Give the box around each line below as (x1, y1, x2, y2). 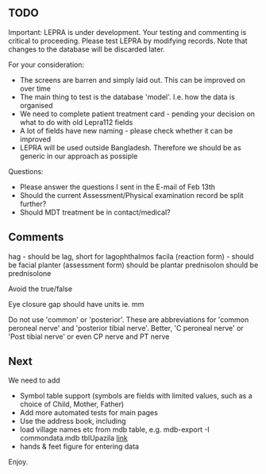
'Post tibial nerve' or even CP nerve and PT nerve (8, 332, 170, 341)
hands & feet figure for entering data (19, 441, 140, 452)
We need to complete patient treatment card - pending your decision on (19, 109, 256, 118)
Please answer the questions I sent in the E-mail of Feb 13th (19, 182, 216, 192)
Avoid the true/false (8, 284, 73, 293)
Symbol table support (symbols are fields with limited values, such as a (19, 391, 253, 401)
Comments (8, 231, 64, 244)
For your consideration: (8, 60, 85, 69)
